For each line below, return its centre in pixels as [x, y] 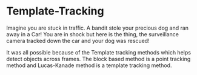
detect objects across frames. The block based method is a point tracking [98, 59]
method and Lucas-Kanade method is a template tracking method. [89, 65]
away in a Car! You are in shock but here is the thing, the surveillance [92, 34]
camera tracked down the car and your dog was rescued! [78, 41]
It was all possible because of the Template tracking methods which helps [98, 52]
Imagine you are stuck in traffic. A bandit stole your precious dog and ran [98, 28]
